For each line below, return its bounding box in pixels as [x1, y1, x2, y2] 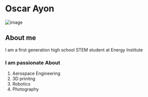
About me [5, 34, 36, 42]
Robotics [12, 81, 31, 87]
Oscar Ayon [5, 3, 54, 14]
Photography [12, 86, 39, 92]
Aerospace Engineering [12, 70, 61, 77]
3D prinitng [12, 76, 36, 82]
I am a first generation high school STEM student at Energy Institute [5, 47, 143, 52]
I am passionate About [5, 59, 60, 66]
